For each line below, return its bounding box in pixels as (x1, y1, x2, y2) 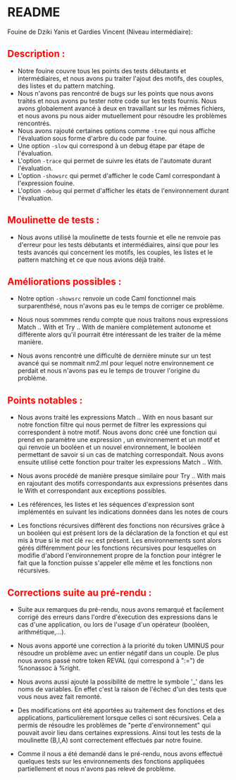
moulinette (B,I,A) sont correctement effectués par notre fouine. (17, 736, 203, 744)
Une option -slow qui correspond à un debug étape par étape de (17, 141, 205, 150)
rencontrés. (17, 119, 51, 127)
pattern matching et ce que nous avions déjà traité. (17, 255, 166, 264)
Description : (7, 48, 66, 60)
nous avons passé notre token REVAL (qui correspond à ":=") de (17, 656, 204, 665)
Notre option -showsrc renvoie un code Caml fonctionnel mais (17, 294, 196, 303)
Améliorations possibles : (7, 275, 122, 287)
